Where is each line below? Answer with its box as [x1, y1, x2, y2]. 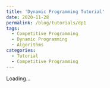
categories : [6, 48, 36, 54]
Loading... [6, 75, 31, 82]
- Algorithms [11, 42, 44, 48]
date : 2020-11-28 [6, 14, 49, 20]
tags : [6, 25, 20, 32]
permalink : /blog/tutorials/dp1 [6, 20, 86, 26]
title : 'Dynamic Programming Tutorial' [6, 8, 105, 15]
